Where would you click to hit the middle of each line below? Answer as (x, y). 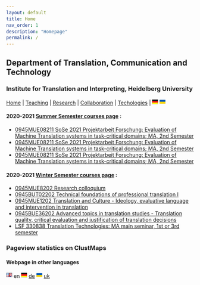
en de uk (32, 276)
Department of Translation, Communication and (97, 63)
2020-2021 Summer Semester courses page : (64, 116)
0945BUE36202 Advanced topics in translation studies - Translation (99, 213)
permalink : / (22, 38)
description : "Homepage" (37, 32)
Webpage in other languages (43, 262)
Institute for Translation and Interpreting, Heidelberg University (100, 89)
